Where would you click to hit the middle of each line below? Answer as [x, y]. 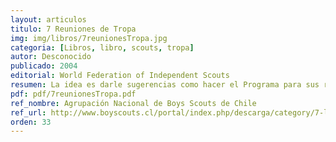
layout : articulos [48, 19]
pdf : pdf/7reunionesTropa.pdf [73, 94]
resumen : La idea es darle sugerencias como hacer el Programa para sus [165, 85]
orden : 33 [31, 122]
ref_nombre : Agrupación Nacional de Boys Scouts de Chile [133, 103]
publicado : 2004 [44, 66]
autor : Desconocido [51, 57]
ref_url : [28, 112]
